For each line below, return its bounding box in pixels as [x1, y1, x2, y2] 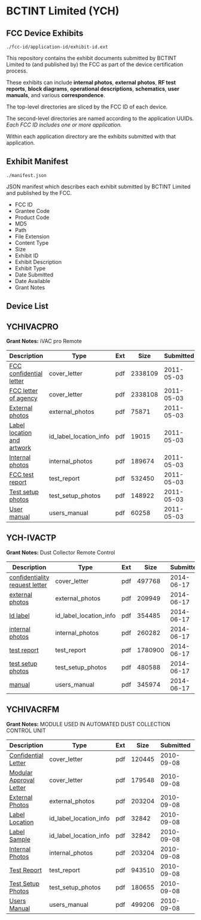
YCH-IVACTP [6, 533, 57, 543]
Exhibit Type [14, 264, 46, 272]
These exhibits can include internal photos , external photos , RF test [6, 79, 176, 86]
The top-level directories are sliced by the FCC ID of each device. [6, 103, 168, 110]
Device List [6, 301, 49, 311]
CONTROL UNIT [6, 727, 46, 734]
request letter [9, 581, 47, 589]
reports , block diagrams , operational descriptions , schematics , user [6, 85, 179, 92]
